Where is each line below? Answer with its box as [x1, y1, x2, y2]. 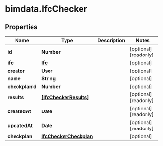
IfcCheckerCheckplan [41, 133, 93, 140]
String [41, 75, 56, 82]
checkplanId [7, 83, 37, 90]
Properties [5, 23, 38, 31]
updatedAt [7, 122, 33, 128]
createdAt [7, 108, 32, 115]
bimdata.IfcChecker [5, 3, 87, 15]
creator [7, 67, 25, 74]
